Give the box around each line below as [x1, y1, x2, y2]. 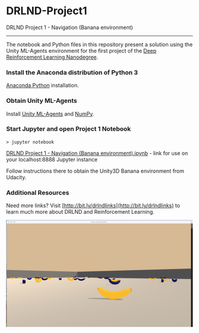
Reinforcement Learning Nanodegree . [6, 53, 99, 61]
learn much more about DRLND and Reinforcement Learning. [6, 208, 155, 215]
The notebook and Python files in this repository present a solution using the [6, 40, 193, 48]
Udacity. [6, 173, 27, 180]
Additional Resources [6, 188, 69, 196]
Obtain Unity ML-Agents [6, 97, 78, 105]
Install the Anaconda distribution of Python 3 [6, 68, 138, 77]
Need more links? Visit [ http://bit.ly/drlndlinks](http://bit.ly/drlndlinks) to [6, 202, 181, 209]
